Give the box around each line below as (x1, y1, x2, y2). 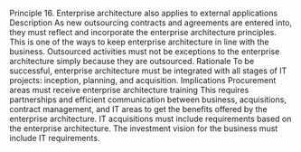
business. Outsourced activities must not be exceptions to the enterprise (9, 46, 280, 57)
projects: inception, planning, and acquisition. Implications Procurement (9, 75, 277, 85)
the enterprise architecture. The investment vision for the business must (9, 123, 278, 134)
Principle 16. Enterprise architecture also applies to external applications (9, 8, 278, 18)
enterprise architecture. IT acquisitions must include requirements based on (9, 113, 292, 124)
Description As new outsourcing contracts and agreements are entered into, (9, 17, 292, 28)
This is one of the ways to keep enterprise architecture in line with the (9, 36, 269, 47)
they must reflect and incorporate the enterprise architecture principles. (9, 27, 277, 37)
